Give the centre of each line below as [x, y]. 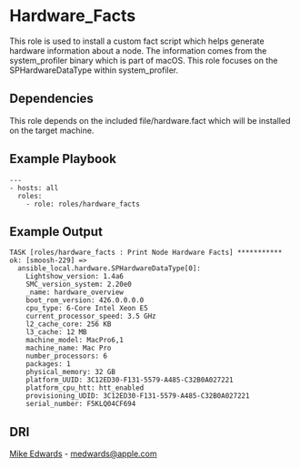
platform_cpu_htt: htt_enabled [85, 388]
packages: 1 [48, 364]
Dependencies [51, 99]
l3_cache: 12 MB [57, 332]
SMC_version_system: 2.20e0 [79, 285]
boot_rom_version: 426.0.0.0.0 [85, 300]
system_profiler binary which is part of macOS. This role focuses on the [144, 60]
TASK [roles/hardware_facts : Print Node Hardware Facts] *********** [146, 253]
